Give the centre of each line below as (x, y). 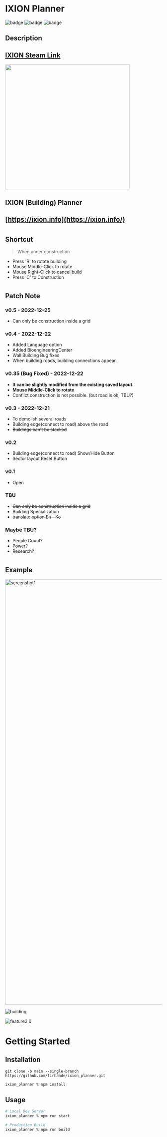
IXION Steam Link (33, 55)
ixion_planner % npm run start (38, 1116)
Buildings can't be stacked (40, 429)
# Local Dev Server (25, 1112)
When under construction (43, 251)
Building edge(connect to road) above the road (60, 424)
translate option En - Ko (37, 517)
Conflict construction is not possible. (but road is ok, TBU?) (73, 395)
